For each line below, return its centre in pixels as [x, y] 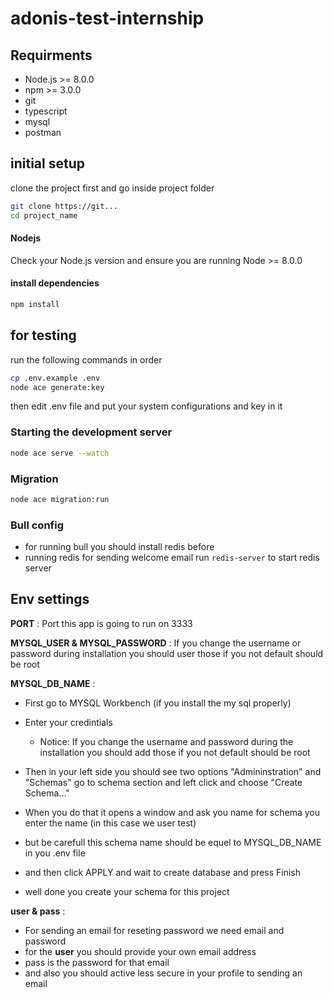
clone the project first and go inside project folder [112, 188]
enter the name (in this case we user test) [110, 823]
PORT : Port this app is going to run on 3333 [101, 623]
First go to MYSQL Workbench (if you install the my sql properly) [158, 703]
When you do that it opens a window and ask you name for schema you [172, 812]
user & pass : [38, 911]
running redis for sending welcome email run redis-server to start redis [172, 558]
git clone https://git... [64, 206]
